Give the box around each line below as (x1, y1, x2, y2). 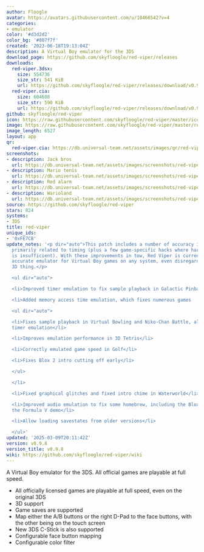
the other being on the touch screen (15, 519, 106, 526)
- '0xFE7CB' (6, 235, 36, 241)
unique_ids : (6, 230, 36, 236)
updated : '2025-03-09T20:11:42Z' (6, 435, 91, 441)
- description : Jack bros (6, 156, 72, 162)
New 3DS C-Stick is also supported (15, 525, 104, 533)
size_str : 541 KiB (17, 77, 64, 83)
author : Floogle (6, 9, 47, 15)
